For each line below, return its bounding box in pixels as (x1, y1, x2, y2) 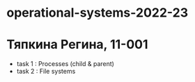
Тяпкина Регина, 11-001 (6, 37, 148, 53)
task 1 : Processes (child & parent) (16, 60, 114, 68)
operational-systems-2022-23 (6, 5, 189, 21)
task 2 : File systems (16, 67, 76, 76)
